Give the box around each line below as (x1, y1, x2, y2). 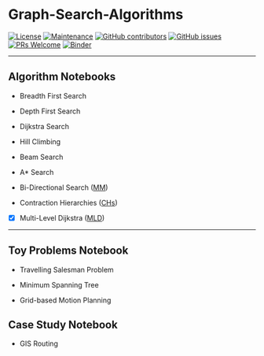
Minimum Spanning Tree (19, 280, 100, 289)
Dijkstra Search (19, 121, 69, 131)
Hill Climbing (19, 136, 61, 146)
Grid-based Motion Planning (19, 295, 112, 305)
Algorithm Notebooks (8, 70, 116, 83)
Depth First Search (19, 106, 81, 116)
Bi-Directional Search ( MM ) (19, 183, 108, 192)
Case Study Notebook (8, 318, 118, 332)
